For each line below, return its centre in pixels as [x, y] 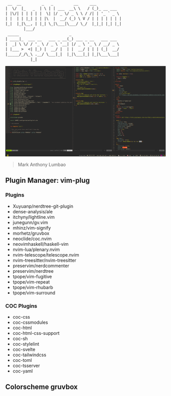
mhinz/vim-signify [32, 228]
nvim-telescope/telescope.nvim [46, 254]
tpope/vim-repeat [31, 282]
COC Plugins [21, 306]
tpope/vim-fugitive [32, 276]
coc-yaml [23, 371]
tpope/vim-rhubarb [33, 287]
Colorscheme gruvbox [41, 387]
